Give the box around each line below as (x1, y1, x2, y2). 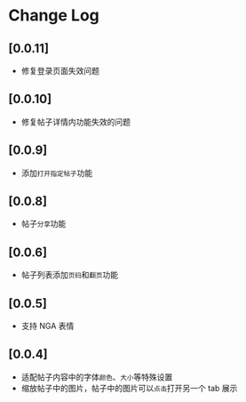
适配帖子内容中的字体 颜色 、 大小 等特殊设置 (20, 371, 173, 382)
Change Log (8, 5, 99, 26)
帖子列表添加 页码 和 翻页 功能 (20, 269, 119, 280)
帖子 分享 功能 (20, 219, 67, 229)
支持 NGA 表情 (20, 321, 75, 332)
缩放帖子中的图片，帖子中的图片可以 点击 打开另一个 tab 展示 (20, 382, 238, 393)
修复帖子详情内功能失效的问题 (20, 117, 131, 127)
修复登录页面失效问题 (20, 66, 99, 76)
